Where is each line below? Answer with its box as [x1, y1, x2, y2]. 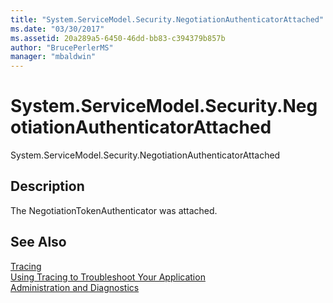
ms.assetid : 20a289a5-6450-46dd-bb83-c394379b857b [10, 33, 226, 43]
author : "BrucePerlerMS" [10, 42, 114, 53]
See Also [10, 234, 67, 251]
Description [10, 178, 85, 195]
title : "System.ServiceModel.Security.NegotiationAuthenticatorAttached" [10, 14, 325, 25]
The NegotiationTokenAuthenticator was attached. [10, 204, 218, 216]
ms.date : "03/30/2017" [10, 24, 105, 34]
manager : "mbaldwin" [10, 52, 97, 62]
